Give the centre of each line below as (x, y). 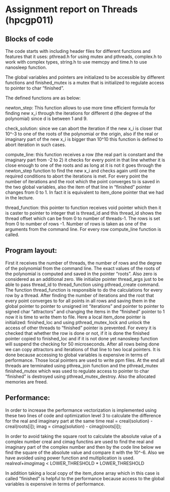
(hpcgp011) (29, 20)
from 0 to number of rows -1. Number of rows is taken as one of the (76, 224)
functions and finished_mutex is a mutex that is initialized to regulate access (85, 83)
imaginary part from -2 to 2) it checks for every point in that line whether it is (85, 160)
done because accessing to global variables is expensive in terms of (77, 355)
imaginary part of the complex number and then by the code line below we (83, 447)
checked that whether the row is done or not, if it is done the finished (77, 333)
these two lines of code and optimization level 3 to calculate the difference (83, 415)
